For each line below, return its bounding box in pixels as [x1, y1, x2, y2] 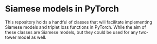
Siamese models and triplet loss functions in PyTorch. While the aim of [5, 24, 146, 30]
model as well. [17, 34, 47, 40]
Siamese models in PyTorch [5, 3, 119, 14]
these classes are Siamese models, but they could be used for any [5, 29, 138, 35]
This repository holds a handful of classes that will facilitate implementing [5, 19, 152, 25]
